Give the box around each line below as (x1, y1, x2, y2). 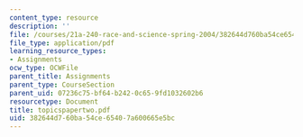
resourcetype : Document (9, 96, 99, 106)
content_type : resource (9, 13, 99, 23)
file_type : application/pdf (9, 38, 115, 48)
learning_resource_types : (9, 47, 106, 56)
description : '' (9, 22, 70, 31)
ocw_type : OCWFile (9, 64, 78, 73)
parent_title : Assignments (9, 72, 111, 81)
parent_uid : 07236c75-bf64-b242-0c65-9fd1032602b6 (9, 88, 204, 97)
